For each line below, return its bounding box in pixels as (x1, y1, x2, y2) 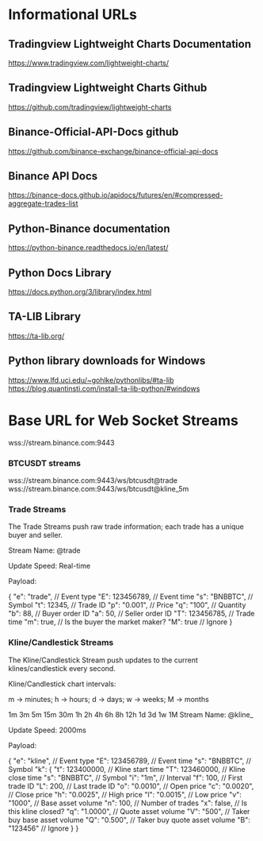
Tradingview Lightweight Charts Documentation (8, 37, 252, 51)
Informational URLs (8, 6, 137, 24)
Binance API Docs (8, 169, 98, 183)
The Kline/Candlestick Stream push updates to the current (8, 655, 198, 665)
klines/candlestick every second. (8, 663, 116, 673)
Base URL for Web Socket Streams (8, 411, 239, 430)
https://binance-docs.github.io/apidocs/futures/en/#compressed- (8, 191, 223, 200)
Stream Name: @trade (8, 546, 81, 555)
